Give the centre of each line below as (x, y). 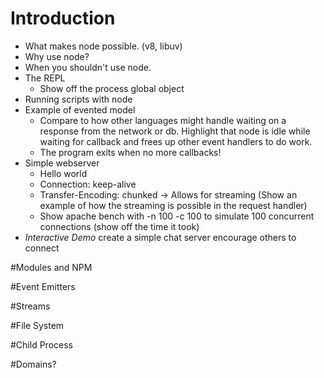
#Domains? (33, 364)
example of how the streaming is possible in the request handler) (173, 205)
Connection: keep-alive (88, 184)
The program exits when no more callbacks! (130, 152)
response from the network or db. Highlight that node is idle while (175, 131)
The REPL (45, 78)
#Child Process (41, 344)
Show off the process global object (112, 88)
